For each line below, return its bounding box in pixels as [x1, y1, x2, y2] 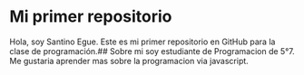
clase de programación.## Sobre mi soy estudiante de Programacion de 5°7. [9, 45, 295, 56]
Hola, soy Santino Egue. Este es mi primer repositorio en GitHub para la [9, 36, 276, 47]
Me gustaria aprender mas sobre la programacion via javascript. [9, 55, 250, 66]
